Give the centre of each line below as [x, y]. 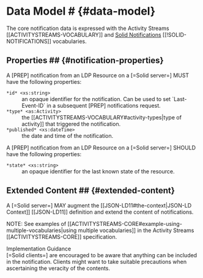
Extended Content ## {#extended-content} [91, 191]
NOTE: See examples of [36, 224]
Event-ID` [34, 105]
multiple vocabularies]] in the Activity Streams [136, 230]
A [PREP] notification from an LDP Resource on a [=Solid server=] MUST [98, 75]
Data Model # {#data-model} [81, 11]
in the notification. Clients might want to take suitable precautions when [97, 261]
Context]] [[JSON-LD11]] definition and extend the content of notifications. [100, 212]
